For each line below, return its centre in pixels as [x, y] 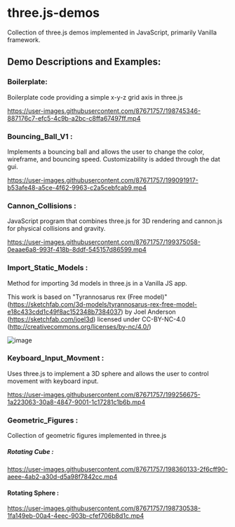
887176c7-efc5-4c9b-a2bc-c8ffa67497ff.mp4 [74, 118]
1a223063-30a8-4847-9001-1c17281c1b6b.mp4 [76, 402]
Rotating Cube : [31, 451]
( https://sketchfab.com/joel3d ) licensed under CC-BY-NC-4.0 [96, 319]
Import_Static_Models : [48, 268]
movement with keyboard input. [53, 381]
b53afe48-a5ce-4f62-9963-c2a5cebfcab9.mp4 [77, 187]
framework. [24, 39]
